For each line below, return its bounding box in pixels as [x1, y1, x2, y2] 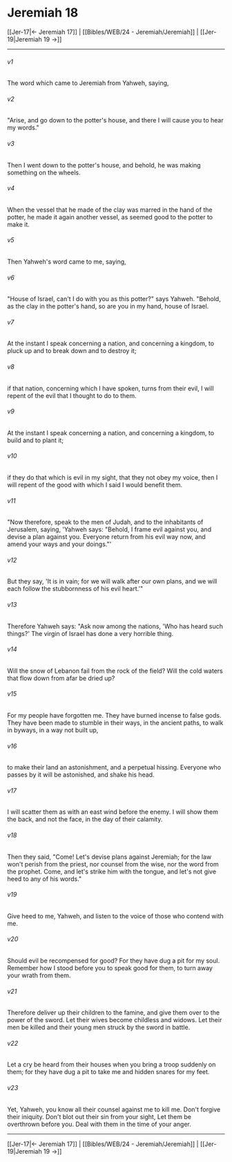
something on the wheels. [7, 168, 81, 176]
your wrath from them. [7, 971, 71, 979]
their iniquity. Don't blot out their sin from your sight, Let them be [7, 1112, 192, 1120]
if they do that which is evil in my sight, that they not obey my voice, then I [7, 473, 218, 482]
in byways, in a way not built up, [7, 725, 99, 734]
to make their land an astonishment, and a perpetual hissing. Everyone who [7, 763, 222, 772]
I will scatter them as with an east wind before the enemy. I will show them [7, 808, 219, 816]
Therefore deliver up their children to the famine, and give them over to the [7, 1008, 220, 1017]
